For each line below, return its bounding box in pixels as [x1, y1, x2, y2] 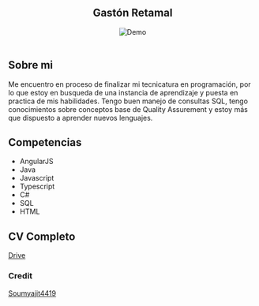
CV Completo [8, 229, 76, 243]
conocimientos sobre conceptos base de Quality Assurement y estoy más [8, 104, 249, 114]
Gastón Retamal [92, 6, 173, 20]
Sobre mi [8, 58, 54, 72]
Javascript [19, 174, 54, 183]
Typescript [19, 181, 55, 192]
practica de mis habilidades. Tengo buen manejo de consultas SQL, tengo [8, 96, 249, 106]
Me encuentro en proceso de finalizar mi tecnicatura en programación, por [8, 79, 251, 89]
